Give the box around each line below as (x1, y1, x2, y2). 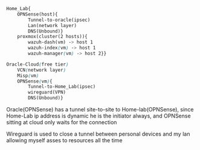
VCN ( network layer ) (17, 67, 66, 73)
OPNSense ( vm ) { (17, 78, 53, 84)
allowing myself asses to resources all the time (6, 137, 123, 144)
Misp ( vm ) (17, 72, 39, 78)
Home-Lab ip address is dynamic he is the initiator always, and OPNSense (6, 112, 192, 119)
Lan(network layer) (28, 22, 77, 28)
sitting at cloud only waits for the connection (6, 119, 117, 126)
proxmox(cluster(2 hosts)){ (17, 34, 88, 40)
